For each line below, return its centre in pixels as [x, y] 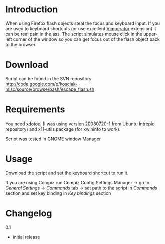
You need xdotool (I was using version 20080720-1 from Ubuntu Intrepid [80, 124]
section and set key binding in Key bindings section [58, 193]
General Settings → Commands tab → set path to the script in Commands [81, 188]
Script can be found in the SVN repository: [49, 78]
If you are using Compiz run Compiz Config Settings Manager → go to [77, 182]
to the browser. [21, 44]
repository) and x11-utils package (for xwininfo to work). [63, 129]
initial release [26, 237]
